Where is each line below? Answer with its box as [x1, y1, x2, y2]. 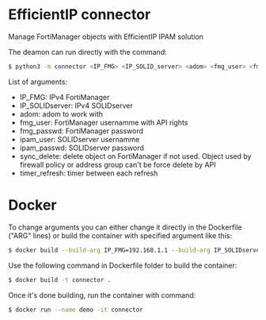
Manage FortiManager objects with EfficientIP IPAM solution [8, 32, 204, 41]
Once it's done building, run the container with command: [8, 290, 196, 299]
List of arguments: [8, 77, 68, 87]
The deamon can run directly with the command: [8, 47, 168, 56]
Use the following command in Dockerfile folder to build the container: [8, 260, 237, 270]
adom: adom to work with [19, 109, 104, 118]
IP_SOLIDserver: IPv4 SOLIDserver [19, 101, 133, 110]
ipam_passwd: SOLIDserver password [19, 143, 145, 152]
